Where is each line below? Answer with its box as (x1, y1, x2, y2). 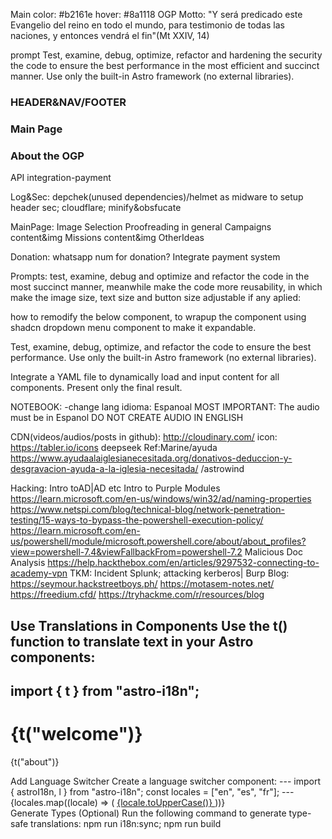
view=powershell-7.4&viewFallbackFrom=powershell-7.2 (10, 546, 243, 558)
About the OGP (10, 149, 85, 163)
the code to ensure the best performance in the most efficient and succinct (10, 60, 320, 71)
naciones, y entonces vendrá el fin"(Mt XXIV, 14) (10, 30, 210, 41)
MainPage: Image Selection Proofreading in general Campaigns (10, 221, 272, 233)
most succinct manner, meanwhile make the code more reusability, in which (10, 281, 323, 293)
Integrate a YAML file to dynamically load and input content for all (10, 371, 280, 383)
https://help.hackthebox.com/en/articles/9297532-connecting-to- (47, 557, 320, 569)
